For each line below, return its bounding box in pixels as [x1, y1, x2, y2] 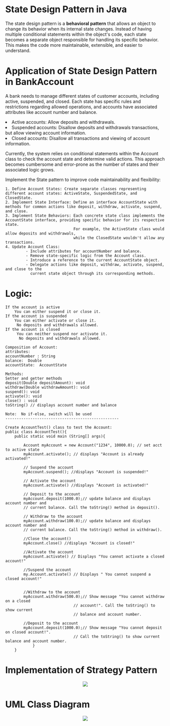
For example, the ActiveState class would [73, 226, 165, 231]
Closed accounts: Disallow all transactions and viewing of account [12, 135, 150, 141]
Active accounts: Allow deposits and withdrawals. [12, 119, 116, 125]
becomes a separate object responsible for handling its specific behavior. [5, 37, 159, 43]
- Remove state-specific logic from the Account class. [25, 253, 146, 258]
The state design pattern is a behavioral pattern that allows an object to [5, 20, 156, 26]
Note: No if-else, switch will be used [5, 411, 92, 417]
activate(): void [5, 393, 42, 399]
